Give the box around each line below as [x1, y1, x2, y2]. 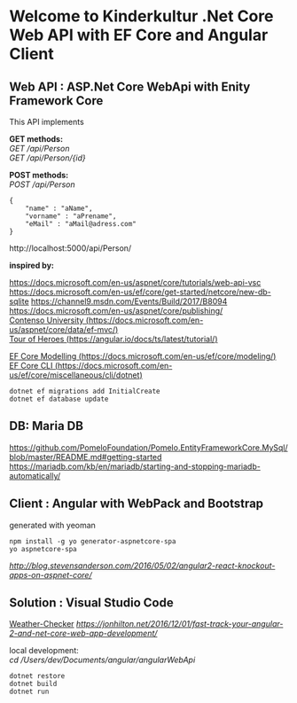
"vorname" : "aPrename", [25, 212, 117, 221]
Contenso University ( [9, 315, 90, 325]
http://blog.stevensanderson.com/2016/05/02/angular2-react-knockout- [9, 560, 276, 571]
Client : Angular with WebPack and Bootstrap [9, 496, 264, 512]
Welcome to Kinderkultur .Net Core [9, 6, 274, 27]
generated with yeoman [9, 519, 96, 530]
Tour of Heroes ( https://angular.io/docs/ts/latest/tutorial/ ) [9, 334, 219, 344]
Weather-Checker [9, 619, 74, 629]
